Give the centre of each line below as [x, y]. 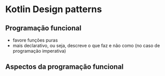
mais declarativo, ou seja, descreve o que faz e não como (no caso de [86, 46]
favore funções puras [35, 40]
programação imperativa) [39, 51]
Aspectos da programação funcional [64, 67]
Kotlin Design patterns [54, 9]
